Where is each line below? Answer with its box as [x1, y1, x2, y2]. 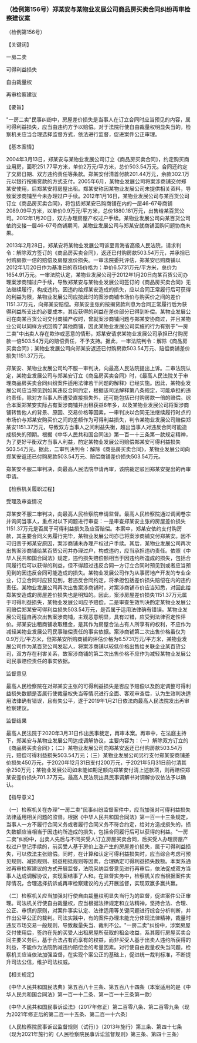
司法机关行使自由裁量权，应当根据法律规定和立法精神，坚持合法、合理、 [16, 899, 191, 907]
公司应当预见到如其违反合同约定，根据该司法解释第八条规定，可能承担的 [11, 387, 186, 394]
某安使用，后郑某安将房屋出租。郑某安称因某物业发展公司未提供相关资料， [6, 185, 186, 192]
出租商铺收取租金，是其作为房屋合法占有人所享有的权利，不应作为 [31, 621, 191, 628]
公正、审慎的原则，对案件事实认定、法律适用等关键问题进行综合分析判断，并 [6, 907, 191, 914]
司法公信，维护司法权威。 [11, 958, 73, 966]
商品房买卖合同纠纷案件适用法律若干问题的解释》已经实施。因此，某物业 [11, 380, 186, 387]
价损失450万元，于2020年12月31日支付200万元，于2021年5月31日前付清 [6, 759, 182, 766]
